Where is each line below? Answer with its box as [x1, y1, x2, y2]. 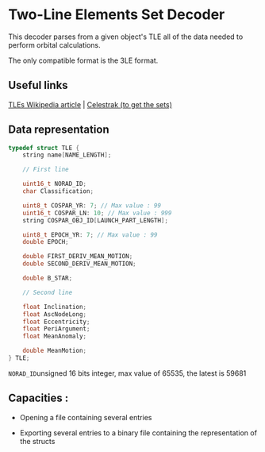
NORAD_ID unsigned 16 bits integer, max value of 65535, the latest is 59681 [8, 368, 247, 378]
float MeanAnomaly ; [22, 332, 87, 341]
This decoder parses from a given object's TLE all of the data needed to [8, 32, 244, 41]
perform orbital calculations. [8, 40, 101, 49]
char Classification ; [22, 187, 94, 195]
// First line [22, 165, 69, 174]
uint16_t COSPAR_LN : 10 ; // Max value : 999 [22, 209, 172, 217]
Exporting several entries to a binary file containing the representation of [19, 427, 258, 438]
